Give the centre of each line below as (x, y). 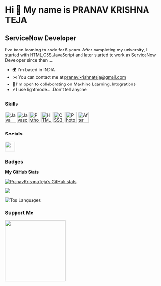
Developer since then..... (30, 60)
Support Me (19, 212)
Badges (14, 161)
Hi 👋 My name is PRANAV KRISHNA (77, 10)
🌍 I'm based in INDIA (33, 70)
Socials (14, 134)
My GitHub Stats (22, 172)
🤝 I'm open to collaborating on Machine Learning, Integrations (74, 84)
